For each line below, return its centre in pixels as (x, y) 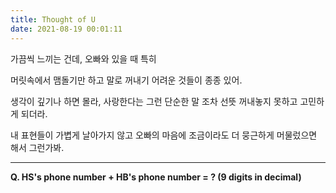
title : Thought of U (53, 19)
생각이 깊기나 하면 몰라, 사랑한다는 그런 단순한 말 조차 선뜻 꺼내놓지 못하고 (154, 101)
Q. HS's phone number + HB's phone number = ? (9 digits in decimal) (156, 177)
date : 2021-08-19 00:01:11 (66, 29)
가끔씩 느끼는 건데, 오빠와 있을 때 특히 (83, 58)
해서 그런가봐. (37, 147)
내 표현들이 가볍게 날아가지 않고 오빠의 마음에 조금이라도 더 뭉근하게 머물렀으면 (164, 135)
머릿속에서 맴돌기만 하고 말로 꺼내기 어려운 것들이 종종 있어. (126, 80)
